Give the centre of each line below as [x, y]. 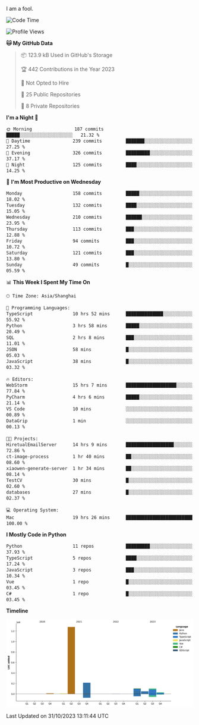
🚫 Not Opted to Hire [45, 83]
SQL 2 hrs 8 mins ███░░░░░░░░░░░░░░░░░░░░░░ [99, 338]
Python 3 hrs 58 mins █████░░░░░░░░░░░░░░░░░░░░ [99, 326]
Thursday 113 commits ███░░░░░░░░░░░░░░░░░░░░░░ [99, 229]
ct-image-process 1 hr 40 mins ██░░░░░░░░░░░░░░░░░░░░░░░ [99, 457]
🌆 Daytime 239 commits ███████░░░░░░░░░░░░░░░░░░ [99, 141]
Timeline [17, 611]
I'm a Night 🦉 [22, 117]
